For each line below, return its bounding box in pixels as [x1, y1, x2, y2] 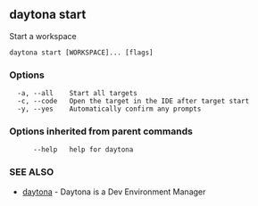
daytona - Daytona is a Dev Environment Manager [21, 186, 206, 197]
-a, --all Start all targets [17, 89, 138, 98]
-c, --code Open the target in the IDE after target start [17, 97, 250, 106]
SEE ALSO [9, 166, 54, 178]
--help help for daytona [32, 145, 134, 154]
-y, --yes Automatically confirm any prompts [17, 104, 202, 114]
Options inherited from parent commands [9, 125, 194, 137]
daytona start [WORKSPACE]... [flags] [9, 48, 154, 57]
